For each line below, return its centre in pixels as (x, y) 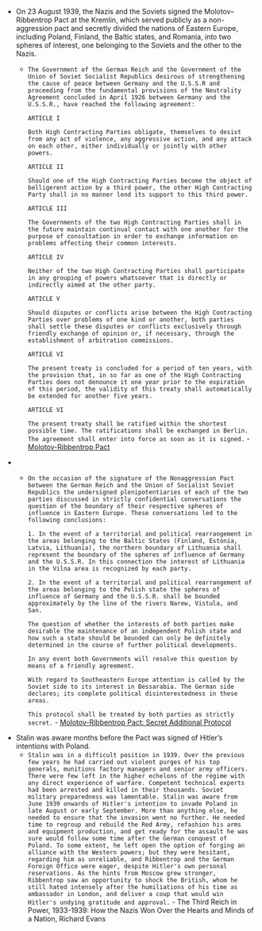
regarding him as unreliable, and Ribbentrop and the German (131, 860)
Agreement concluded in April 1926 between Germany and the (129, 98)
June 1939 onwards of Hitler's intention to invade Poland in (133, 804)
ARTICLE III (47, 209)
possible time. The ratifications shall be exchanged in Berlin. (138, 431)
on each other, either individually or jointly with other (127, 146)
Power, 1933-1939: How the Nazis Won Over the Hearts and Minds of (141, 910)
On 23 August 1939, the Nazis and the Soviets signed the (109, 12)
